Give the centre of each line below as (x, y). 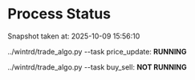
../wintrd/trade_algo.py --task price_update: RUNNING (97, 51)
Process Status (59, 14)
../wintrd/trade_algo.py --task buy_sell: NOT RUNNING (97, 67)
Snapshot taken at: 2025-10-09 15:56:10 (74, 36)
